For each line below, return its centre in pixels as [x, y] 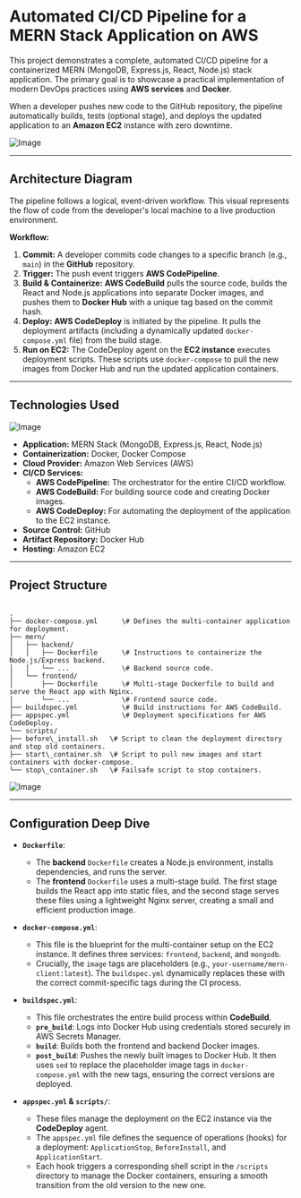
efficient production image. [86, 910]
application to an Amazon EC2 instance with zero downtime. [121, 125]
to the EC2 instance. [73, 520]
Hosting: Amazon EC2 [64, 549]
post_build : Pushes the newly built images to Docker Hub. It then [156, 1056]
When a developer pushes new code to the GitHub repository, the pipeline [146, 106]
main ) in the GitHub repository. [79, 264]
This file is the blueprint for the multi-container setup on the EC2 [155, 945]
